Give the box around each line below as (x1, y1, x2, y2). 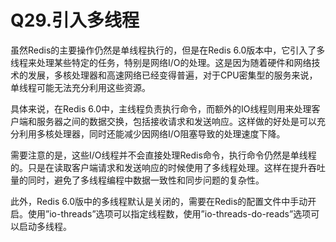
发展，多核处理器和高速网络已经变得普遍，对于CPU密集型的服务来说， (27, 69, 318, 81)
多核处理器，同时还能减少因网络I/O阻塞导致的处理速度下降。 (36, 127, 286, 140)
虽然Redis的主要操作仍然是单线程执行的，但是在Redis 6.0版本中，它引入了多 (10, 44, 326, 56)
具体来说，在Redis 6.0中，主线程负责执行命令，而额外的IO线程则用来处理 (10, 102, 312, 115)
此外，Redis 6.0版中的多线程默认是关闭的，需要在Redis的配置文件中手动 (10, 195, 308, 207)
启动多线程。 (18, 220, 72, 232)
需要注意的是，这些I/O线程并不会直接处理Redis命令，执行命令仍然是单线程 (10, 149, 317, 161)
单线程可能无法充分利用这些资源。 (10, 81, 151, 93)
